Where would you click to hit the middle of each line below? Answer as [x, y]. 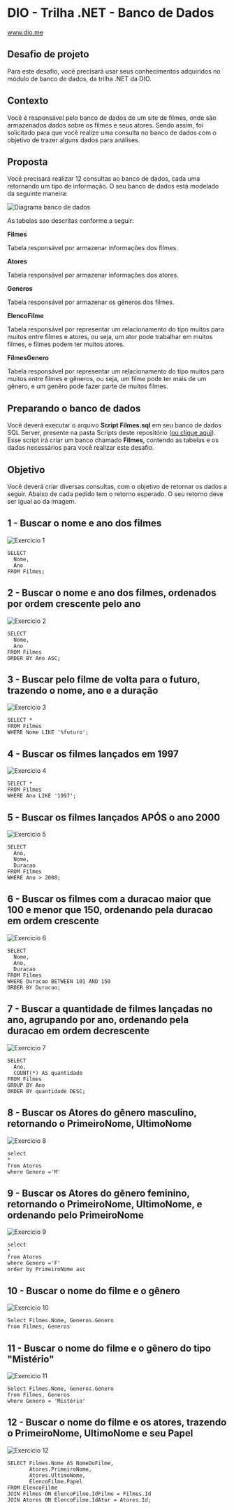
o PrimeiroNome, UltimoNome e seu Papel [100, 1433]
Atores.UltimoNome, [57, 1475]
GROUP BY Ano [26, 1085]
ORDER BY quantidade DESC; [46, 1091]
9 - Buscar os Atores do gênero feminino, [98, 1193]
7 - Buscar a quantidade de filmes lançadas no [110, 1009]
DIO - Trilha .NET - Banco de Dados [111, 13]
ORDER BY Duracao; [34, 987]
